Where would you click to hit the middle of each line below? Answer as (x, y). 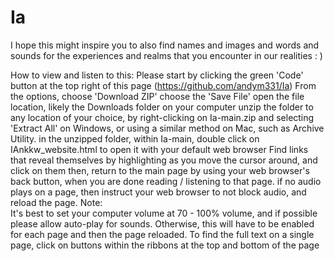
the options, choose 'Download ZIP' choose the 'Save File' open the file (157, 96)
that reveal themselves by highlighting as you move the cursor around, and (164, 160)
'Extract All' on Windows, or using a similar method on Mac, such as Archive (167, 128)
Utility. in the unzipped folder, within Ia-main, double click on (135, 138)
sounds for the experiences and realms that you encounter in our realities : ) (166, 55)
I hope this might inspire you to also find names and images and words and (165, 45)
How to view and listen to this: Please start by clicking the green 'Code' (157, 75)
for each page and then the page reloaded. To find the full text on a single (162, 234)
